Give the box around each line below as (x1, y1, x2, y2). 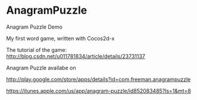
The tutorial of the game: (6, 46, 67, 54)
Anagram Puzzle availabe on (6, 64, 76, 71)
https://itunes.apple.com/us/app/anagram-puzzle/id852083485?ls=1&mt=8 (6, 87, 192, 94)
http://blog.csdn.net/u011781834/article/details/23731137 (6, 52, 146, 60)
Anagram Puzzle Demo (6, 23, 62, 30)
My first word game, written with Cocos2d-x (6, 35, 115, 42)
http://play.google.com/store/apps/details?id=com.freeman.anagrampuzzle (6, 76, 191, 83)
